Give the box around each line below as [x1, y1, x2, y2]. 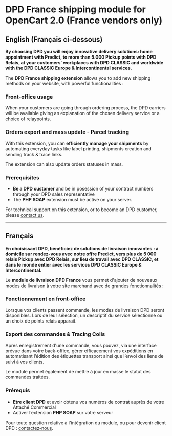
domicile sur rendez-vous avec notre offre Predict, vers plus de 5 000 [5, 251, 157, 257]
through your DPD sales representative [12, 191, 95, 197]
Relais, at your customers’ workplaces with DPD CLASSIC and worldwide [5, 60, 164, 65]
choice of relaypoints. [5, 116, 51, 122]
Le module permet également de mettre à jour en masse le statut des [5, 369, 151, 375]
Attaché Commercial [12, 404, 56, 410]
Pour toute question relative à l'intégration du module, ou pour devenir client [5, 420, 166, 426]
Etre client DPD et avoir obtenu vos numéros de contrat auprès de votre [12, 399, 165, 405]
